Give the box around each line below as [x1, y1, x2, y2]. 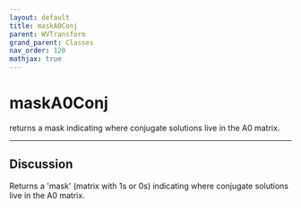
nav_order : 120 [9, 46, 66, 55]
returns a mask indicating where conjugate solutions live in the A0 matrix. [9, 122, 280, 133]
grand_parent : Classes [9, 37, 94, 47]
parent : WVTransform [9, 29, 87, 38]
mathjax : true [9, 54, 63, 63]
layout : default [9, 12, 70, 22]
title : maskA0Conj [9, 21, 78, 30]
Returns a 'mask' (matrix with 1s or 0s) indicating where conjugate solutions [9, 180, 289, 191]
